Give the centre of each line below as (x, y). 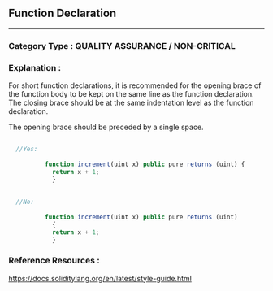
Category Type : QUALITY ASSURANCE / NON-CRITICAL (122, 46)
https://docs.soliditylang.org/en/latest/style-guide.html (100, 278)
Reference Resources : (54, 261)
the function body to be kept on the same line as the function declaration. (131, 94)
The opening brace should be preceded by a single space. (106, 127)
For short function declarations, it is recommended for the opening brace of (135, 85)
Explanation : (35, 67)
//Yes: (27, 150)
